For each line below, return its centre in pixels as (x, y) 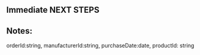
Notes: (19, 31)
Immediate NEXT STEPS (53, 10)
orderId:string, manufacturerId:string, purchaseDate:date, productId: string (100, 46)
